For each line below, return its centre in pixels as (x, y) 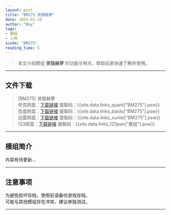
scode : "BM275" (21, 43)
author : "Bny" (20, 24)
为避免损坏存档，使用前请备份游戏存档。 (48, 195)
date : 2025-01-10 (24, 19)
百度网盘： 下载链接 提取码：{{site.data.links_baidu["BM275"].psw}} (89, 111)
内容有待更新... (21, 160)
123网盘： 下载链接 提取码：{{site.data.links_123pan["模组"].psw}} (86, 124)
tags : (11, 29)
